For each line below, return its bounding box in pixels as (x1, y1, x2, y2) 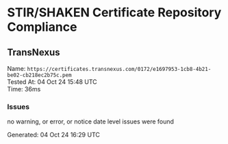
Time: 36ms (7, 85, 41, 93)
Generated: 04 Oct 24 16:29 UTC (7, 131, 101, 139)
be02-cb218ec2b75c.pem (7, 72, 72, 78)
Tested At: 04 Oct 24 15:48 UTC (7, 78, 97, 86)
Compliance (7, 19, 77, 35)
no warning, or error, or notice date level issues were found (7, 117, 175, 126)
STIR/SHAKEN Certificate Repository (7, 5, 222, 20)
